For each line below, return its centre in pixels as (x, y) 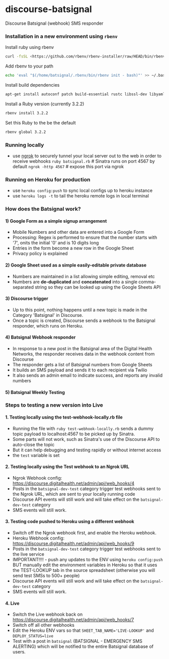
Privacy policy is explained (40, 253)
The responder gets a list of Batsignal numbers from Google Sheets (82, 364)
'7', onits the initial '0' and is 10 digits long (56, 243)
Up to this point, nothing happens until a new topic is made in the (80, 310)
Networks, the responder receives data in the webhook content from (83, 354)
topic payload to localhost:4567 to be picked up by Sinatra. (74, 434)
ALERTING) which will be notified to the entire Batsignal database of (83, 646)
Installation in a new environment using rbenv (61, 36)
